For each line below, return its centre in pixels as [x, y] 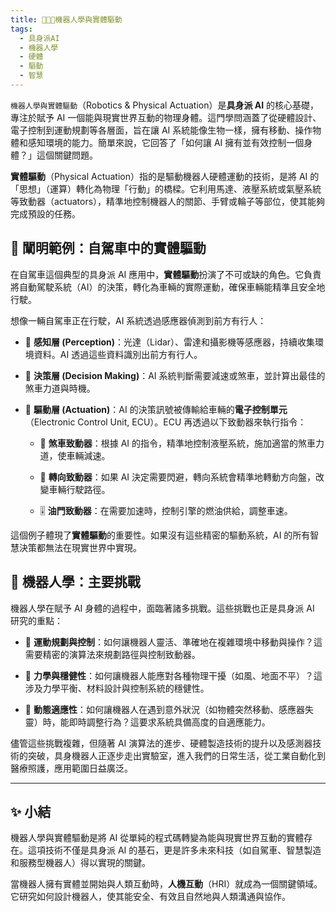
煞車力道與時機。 [60, 388]
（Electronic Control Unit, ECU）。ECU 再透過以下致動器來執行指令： [165, 422]
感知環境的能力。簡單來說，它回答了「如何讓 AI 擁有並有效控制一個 [166, 142]
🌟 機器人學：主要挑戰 [75, 582]
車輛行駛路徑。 [79, 489]
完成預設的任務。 [45, 213]
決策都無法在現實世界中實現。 [80, 547]
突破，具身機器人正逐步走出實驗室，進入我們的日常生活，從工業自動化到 [176, 755]
